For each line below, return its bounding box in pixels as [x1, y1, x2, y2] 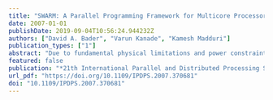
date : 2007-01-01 [8, 19, 67, 27]
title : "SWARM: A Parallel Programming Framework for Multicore [8, 11, 231, 20]
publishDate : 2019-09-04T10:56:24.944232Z [8, 27, 154, 35]
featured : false [8, 57, 63, 65]
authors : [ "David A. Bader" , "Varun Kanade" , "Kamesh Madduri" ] [8, 34, 231, 43]
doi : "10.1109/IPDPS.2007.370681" [8, 79, 126, 87]
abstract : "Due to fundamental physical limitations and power [8, 49, 227, 57]
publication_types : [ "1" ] [8, 42, 96, 50]
